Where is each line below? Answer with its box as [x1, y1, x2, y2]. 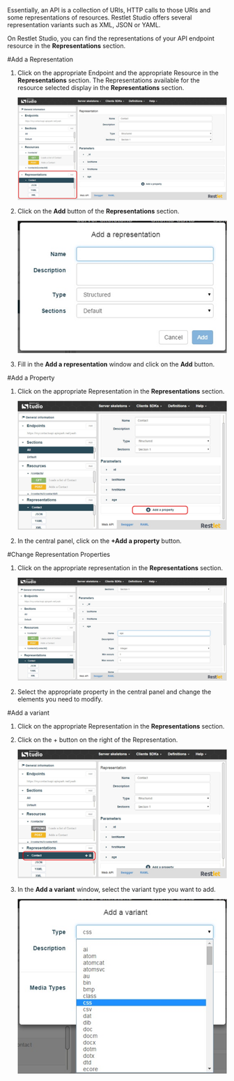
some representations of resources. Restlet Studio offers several [7, 13, 193, 22]
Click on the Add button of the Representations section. [17, 207, 180, 216]
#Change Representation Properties [7, 551, 110, 559]
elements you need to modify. [17, 695, 103, 703]
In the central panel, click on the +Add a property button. [17, 537, 182, 545]
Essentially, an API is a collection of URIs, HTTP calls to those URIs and [7, 6, 211, 14]
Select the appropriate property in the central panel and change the [17, 687, 212, 696]
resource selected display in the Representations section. [17, 84, 185, 91]
